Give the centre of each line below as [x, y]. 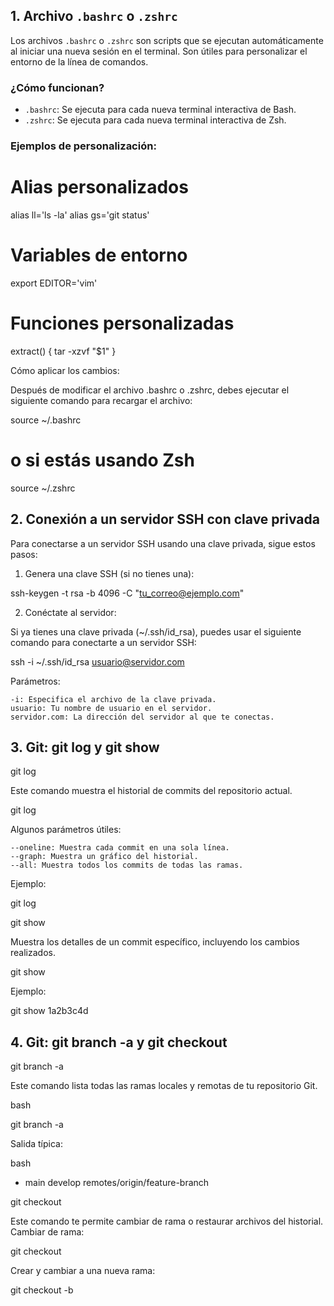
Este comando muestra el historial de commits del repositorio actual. [151, 791]
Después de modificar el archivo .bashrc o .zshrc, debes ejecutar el [150, 390]
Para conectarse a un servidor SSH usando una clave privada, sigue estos [163, 543]
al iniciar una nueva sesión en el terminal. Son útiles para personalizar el [159, 51]
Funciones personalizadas [122, 323]
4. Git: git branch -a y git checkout [119, 1042]
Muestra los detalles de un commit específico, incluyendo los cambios [155, 942]
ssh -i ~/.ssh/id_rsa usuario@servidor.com [97, 661]
